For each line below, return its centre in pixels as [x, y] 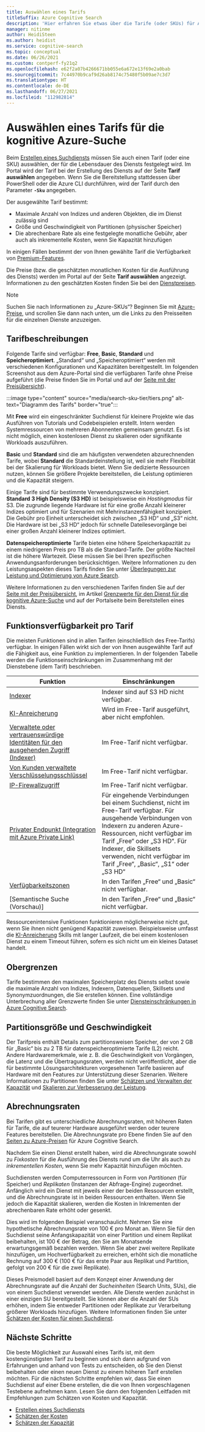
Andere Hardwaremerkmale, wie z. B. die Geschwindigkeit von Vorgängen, [100, 1055]
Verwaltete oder [32, 727]
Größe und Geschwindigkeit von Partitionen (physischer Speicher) [98, 226]
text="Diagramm [27, 404]
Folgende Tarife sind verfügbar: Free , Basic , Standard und [80, 354]
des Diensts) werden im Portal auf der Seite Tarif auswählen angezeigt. [97, 276]
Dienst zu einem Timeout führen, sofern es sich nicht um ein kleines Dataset [102, 941]
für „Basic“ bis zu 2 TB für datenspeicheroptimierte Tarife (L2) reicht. [93, 1048]
